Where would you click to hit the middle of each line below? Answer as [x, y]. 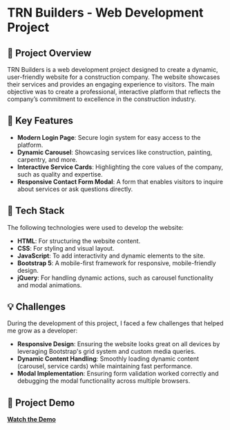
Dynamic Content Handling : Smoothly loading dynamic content [108, 359]
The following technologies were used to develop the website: [96, 227]
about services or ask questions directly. [75, 189]
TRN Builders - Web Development [105, 13]
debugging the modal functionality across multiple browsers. [104, 381]
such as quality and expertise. [60, 174]
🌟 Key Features [40, 121]
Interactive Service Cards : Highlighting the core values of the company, [120, 167]
